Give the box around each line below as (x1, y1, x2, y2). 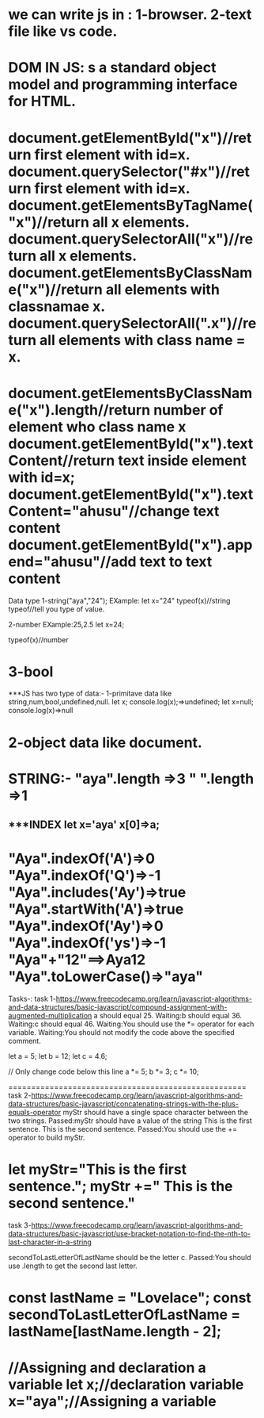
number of (153, 400, 224, 419)
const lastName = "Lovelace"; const (8, 1289, 251, 1307)
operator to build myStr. (8, 1132, 85, 1143)
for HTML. (8, 93, 77, 110)
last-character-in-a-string (8, 1237, 92, 1247)
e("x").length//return (8, 400, 151, 419)
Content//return (8, 451, 115, 469)
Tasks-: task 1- (8, 994, 57, 1004)
